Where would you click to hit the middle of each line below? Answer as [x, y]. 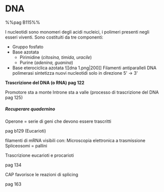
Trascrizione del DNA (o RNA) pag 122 [45, 83]
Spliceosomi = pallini [26, 145]
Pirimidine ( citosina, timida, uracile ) [56, 57]
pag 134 [13, 165]
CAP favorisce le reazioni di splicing [42, 174]
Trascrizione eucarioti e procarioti [40, 155]
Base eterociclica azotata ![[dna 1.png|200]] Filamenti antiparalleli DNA [84, 68]
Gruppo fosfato [28, 47]
